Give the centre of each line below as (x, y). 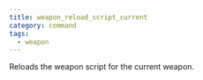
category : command (43, 25)
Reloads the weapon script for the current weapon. (102, 67)
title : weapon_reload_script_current (79, 17)
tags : (19, 33)
